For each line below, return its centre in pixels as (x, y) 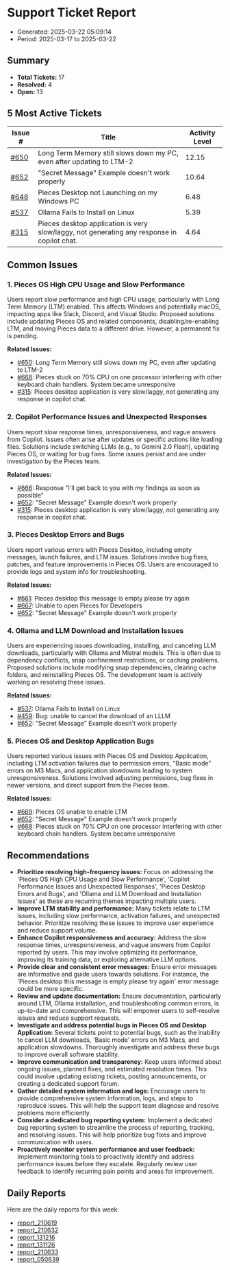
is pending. (23, 336)
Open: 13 (30, 91)
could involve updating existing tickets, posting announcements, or (112, 1076)
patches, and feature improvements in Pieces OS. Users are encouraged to (113, 564)
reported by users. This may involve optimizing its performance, (107, 952)
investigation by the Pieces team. (54, 461)
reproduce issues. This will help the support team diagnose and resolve (118, 1106)
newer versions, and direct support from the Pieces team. (88, 786)
